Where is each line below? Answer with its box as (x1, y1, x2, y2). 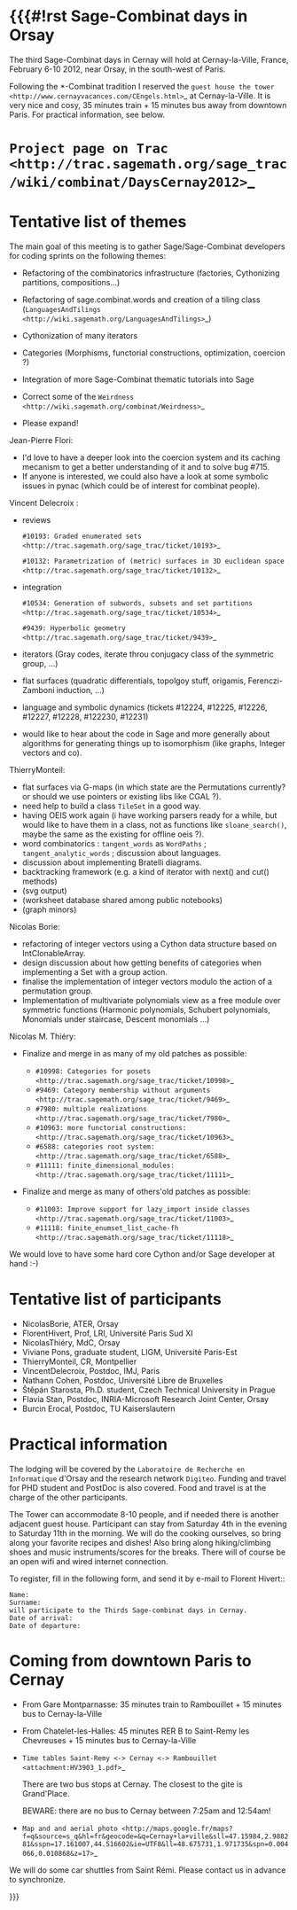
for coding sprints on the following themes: (9, 251, 167, 261)
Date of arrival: (9, 1613, 74, 1623)
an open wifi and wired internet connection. (9, 1555, 168, 1566)
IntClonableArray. (21, 948, 86, 959)
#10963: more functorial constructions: (35, 1124, 187, 1133)
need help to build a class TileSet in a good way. (21, 800, 201, 812)
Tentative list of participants (9, 1290, 222, 1309)
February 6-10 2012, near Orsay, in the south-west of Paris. (9, 64, 226, 74)
